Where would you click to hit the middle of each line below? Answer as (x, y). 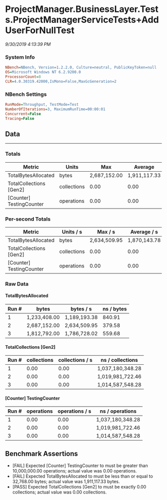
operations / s (75, 411)
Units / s (72, 232)
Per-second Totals (28, 219)
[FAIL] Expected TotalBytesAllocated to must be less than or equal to (83, 476)
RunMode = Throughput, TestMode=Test (42, 105)
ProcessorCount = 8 (23, 77)
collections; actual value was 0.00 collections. (59, 492)
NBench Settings (26, 94)
